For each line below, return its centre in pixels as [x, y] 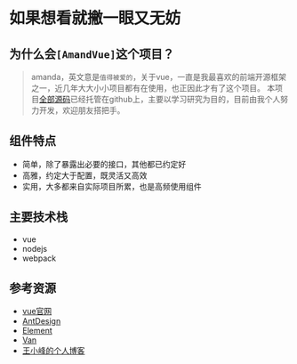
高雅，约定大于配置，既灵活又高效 [84, 175]
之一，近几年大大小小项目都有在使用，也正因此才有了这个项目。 [148, 88]
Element [37, 331]
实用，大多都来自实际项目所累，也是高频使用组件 [112, 186]
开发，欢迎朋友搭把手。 [82, 110]
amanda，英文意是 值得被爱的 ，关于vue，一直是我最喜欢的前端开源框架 [159, 77]
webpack [39, 258]
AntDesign [41, 321]
